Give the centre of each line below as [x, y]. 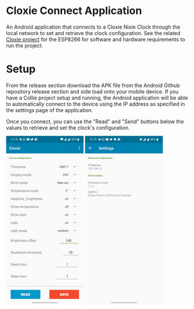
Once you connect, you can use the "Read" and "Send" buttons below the [95, 121]
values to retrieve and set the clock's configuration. [68, 127]
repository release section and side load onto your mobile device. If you [92, 91]
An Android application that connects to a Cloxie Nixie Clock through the [93, 27]
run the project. [25, 46]
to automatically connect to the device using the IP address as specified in [96, 104]
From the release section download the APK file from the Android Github [93, 85]
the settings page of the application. [50, 110]
